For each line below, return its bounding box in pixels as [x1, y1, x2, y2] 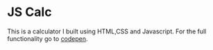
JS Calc [7, 4, 52, 20]
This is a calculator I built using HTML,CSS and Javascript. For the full [7, 27, 207, 35]
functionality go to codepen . [7, 34, 88, 42]
